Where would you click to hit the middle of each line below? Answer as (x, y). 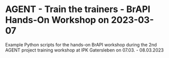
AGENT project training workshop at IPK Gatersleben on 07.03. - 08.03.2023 (84, 50)
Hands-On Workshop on (57, 20)
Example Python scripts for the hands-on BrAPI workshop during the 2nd (81, 44)
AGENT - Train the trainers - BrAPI (78, 9)
